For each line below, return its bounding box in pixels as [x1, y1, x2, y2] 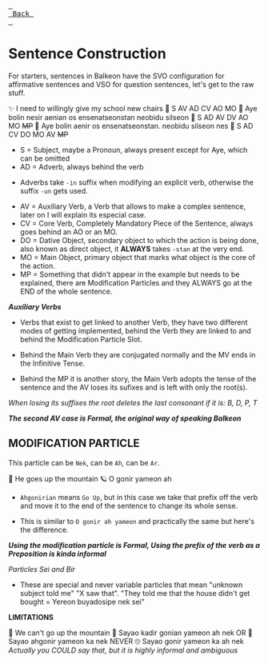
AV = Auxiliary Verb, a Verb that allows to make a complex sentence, [19, 202, 246, 211]
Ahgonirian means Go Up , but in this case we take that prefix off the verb [19, 492, 258, 501]
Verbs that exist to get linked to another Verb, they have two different [19, 318, 248, 327]
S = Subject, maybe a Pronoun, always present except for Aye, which [19, 145, 248, 154]
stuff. [8, 88, 26, 98]
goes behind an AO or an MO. [19, 226, 118, 237]
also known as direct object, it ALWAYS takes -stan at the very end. [19, 244, 245, 254]
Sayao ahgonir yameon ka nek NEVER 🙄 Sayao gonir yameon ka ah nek [8, 636, 244, 645]
